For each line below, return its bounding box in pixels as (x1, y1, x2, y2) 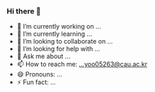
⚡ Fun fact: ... (16, 78, 56, 86)
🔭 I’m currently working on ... (16, 22, 101, 31)
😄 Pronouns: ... (16, 70, 63, 79)
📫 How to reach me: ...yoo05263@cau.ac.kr (16, 60, 148, 69)
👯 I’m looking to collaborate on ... (16, 37, 113, 46)
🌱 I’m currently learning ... (16, 29, 93, 38)
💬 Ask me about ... (16, 52, 71, 60)
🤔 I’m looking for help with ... (16, 45, 101, 53)
